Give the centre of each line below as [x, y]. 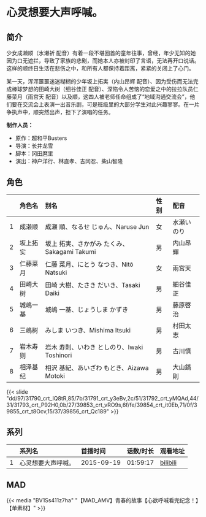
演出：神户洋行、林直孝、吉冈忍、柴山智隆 [69, 161]
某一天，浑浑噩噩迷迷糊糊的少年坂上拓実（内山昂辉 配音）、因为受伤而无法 [100, 81]
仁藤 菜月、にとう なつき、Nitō [89, 264]
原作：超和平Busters [41, 138]
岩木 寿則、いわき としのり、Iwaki [94, 347]
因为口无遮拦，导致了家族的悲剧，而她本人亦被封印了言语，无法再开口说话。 [103, 61]
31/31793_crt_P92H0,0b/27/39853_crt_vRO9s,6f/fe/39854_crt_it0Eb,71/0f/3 [102, 405]
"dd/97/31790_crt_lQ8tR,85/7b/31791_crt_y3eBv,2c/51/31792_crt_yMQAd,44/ [103, 398]
